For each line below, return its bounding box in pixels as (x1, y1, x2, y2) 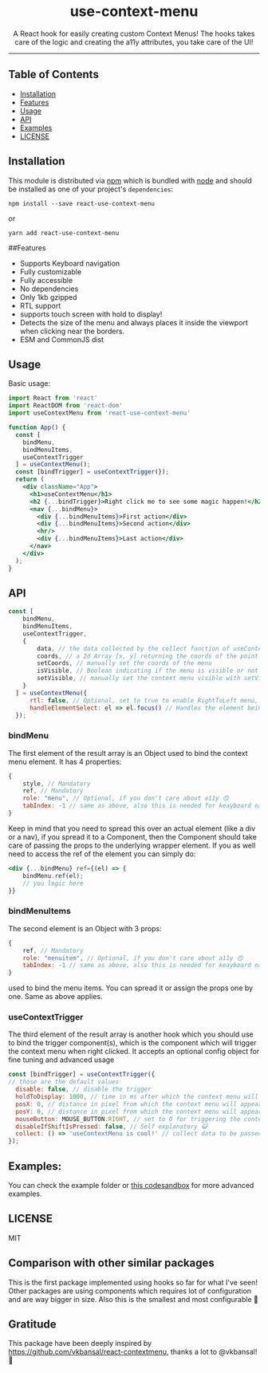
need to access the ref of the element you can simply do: (8, 848, 196, 859)
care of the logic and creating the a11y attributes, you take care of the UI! (14, 37, 254, 46)
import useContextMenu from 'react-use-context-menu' (8, 409, 191, 417)
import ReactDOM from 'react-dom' (8, 402, 124, 410)
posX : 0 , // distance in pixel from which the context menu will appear (15, 1100, 262, 1108)
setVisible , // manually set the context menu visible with (37, 675, 241, 683)
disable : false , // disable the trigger (15, 1085, 152, 1094)
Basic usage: (8, 379, 51, 388)
